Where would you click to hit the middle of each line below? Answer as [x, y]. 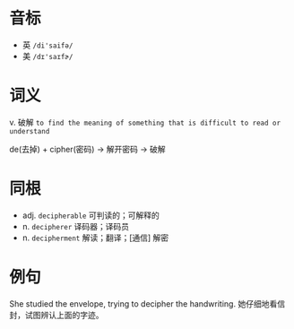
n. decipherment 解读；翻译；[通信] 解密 [95, 238]
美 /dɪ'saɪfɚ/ [48, 56]
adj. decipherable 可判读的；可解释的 [91, 215]
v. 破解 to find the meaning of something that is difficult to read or [145, 122]
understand [30, 131]
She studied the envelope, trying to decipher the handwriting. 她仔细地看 [143, 303]
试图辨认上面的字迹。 [64, 315]
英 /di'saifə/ [48, 45]
